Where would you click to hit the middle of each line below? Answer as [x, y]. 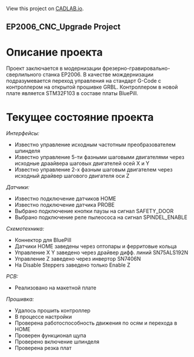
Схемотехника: [25, 229]
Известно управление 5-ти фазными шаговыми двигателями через [99, 157]
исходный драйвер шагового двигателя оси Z [72, 176]
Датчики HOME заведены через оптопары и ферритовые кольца [96, 247]
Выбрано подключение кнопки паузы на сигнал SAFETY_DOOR [94, 211]
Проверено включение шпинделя [57, 342]
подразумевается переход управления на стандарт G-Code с [84, 81]
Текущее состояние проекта [80, 117]
